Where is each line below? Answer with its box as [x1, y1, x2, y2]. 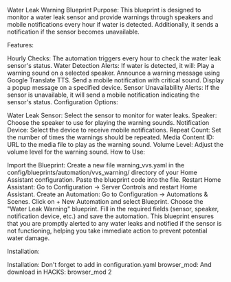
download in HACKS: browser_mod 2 [7, 268, 112, 276]
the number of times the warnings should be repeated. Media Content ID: [7, 133, 214, 141]
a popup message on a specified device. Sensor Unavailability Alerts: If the [7, 84, 220, 91]
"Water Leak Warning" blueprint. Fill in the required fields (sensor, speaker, [7, 205, 219, 213]
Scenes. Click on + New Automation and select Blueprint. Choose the [7, 198, 203, 205]
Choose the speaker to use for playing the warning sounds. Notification [7, 119, 210, 126]
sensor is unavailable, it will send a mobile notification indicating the [7, 91, 200, 99]
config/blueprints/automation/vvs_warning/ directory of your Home [7, 168, 197, 176]
